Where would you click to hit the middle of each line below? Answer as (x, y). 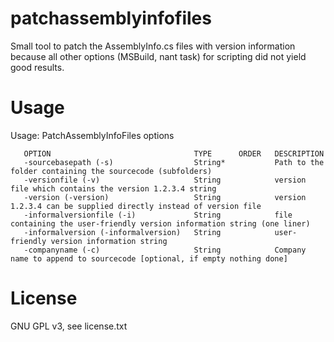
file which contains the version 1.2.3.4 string (113, 188)
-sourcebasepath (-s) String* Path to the (174, 162)
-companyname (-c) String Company (165, 250)
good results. (37, 67)
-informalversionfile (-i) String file (158, 215)
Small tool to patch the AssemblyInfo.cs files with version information (153, 46)
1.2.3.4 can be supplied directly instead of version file (136, 206)
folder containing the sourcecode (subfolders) (111, 171)
